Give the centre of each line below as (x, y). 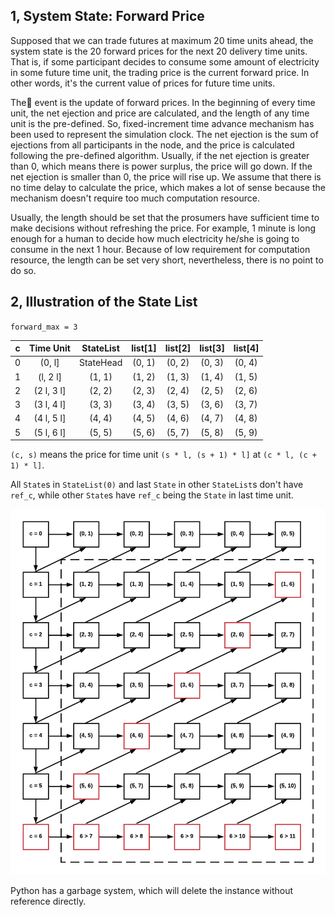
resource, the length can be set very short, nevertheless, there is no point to (167, 260)
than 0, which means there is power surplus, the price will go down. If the (161, 166)
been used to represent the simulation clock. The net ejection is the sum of (164, 134)
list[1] (144, 348)
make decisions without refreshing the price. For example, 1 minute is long (163, 228)
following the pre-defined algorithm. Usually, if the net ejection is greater (160, 155)
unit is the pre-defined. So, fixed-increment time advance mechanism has (162, 123)
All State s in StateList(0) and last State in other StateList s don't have (157, 485)
